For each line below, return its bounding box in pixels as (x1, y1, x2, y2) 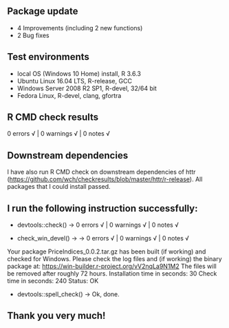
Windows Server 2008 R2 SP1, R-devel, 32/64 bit (17, 84, 157, 92)
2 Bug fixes (17, 31, 50, 39)
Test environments (7, 51, 89, 63)
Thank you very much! (7, 310, 106, 322)
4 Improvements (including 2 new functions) (17, 23, 143, 32)
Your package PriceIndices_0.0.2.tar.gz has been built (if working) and (7, 247, 206, 256)
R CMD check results (7, 112, 99, 123)
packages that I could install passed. (7, 183, 111, 191)
